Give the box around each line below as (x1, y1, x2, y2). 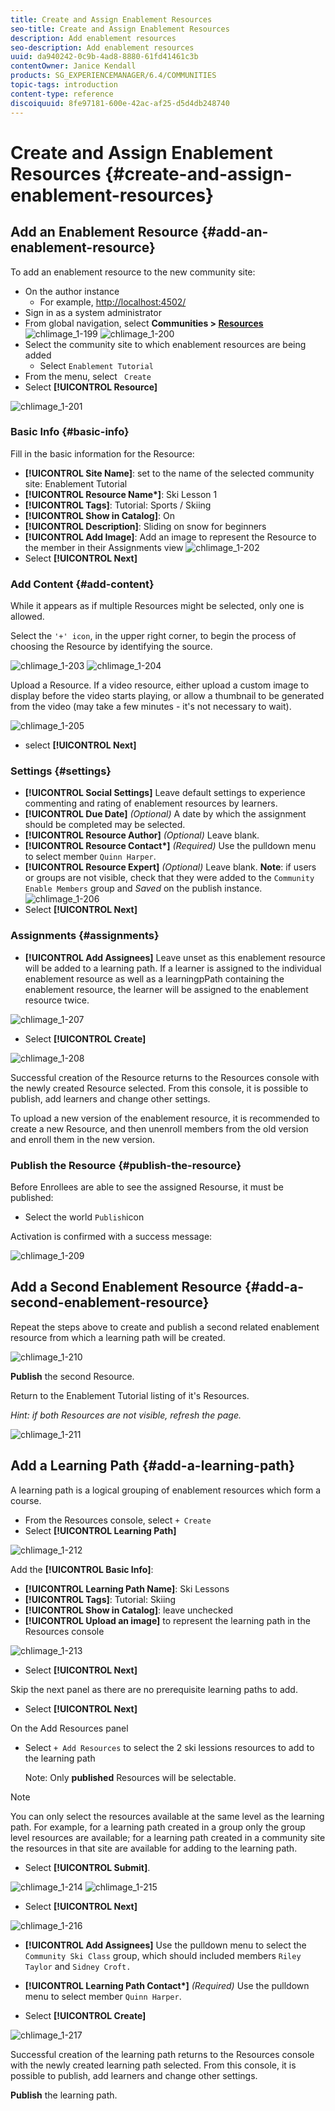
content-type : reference (10, 89, 114, 99)
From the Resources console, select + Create (24, 1514, 212, 1526)
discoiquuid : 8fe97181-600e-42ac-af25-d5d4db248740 (10, 98, 230, 108)
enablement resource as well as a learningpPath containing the (24, 972, 285, 985)
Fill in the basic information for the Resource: (10, 447, 195, 460)
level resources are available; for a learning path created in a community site (10, 1831, 326, 1843)
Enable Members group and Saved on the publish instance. (24, 882, 263, 895)
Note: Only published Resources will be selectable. (24, 1771, 237, 1783)
